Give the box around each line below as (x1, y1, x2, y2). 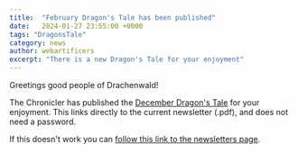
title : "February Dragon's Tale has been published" (9, 13, 217, 22)
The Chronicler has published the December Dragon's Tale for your (9, 97, 260, 108)
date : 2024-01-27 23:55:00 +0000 (9, 22, 144, 31)
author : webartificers (9, 47, 95, 56)
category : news (9, 38, 67, 48)
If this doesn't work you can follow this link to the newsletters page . (9, 134, 261, 144)
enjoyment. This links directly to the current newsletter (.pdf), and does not (9, 107, 289, 117)
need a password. (9, 116, 77, 127)
